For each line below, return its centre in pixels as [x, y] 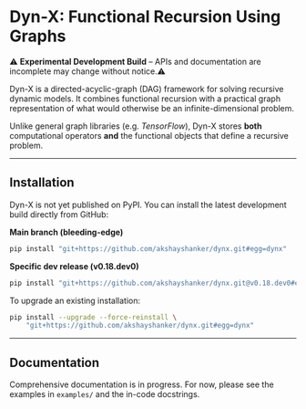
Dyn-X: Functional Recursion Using [145, 17]
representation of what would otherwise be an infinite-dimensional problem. [152, 108]
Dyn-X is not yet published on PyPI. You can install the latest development [148, 204]
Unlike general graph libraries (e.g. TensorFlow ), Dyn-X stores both [136, 126]
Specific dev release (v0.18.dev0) [74, 266]
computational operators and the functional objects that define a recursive [149, 135]
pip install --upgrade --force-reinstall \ [93, 317]
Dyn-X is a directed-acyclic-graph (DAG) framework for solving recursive [147, 89]
